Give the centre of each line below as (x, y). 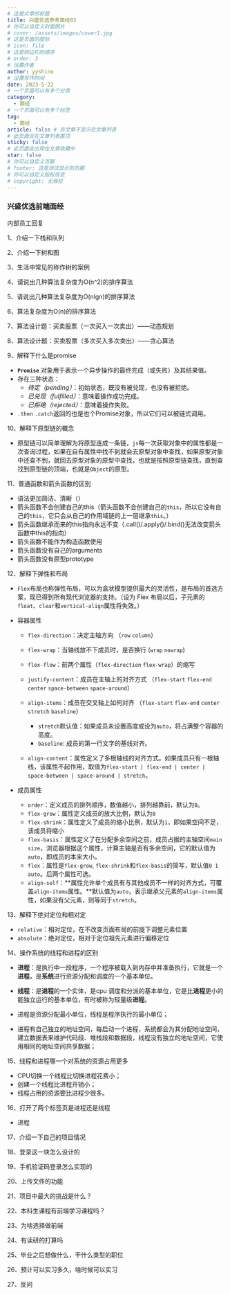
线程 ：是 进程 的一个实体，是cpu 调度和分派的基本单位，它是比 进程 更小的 (120, 990)
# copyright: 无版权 (35, 181)
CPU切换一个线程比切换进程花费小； (69, 1075)
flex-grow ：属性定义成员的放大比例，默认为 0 (92, 813)
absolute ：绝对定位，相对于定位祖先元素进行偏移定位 (93, 938)
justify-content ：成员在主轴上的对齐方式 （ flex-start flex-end (119, 679)
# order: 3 (23, 59)
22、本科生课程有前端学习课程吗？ (56, 1211)
